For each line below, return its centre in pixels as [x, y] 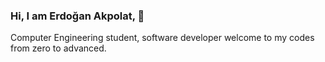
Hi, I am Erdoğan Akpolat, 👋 [77, 16]
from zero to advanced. [58, 48]
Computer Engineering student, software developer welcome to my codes [162, 38]
